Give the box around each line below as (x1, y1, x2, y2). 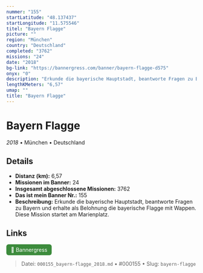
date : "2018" (6, 59, 39, 65)
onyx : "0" (6, 71, 31, 77)
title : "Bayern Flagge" (6, 93, 66, 99)
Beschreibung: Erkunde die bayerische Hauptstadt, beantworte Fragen (14, 198, 193, 205)
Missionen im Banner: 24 (14, 178, 80, 186)
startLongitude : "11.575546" (6, 20, 80, 26)
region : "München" (6, 37, 53, 43)
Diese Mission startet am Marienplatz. (14, 210, 110, 218)
